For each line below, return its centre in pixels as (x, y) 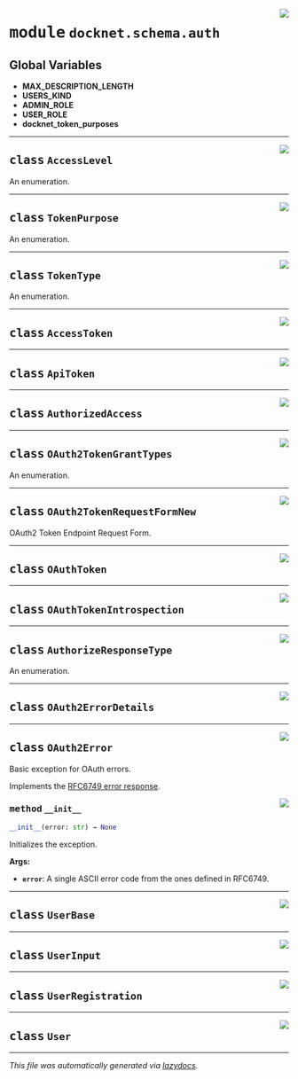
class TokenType (55, 276)
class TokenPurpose (64, 218)
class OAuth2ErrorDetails (82, 708)
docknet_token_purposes (70, 124)
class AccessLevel (61, 160)
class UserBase (52, 915)
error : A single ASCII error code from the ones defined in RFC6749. (145, 879)
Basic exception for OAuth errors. (70, 769)
